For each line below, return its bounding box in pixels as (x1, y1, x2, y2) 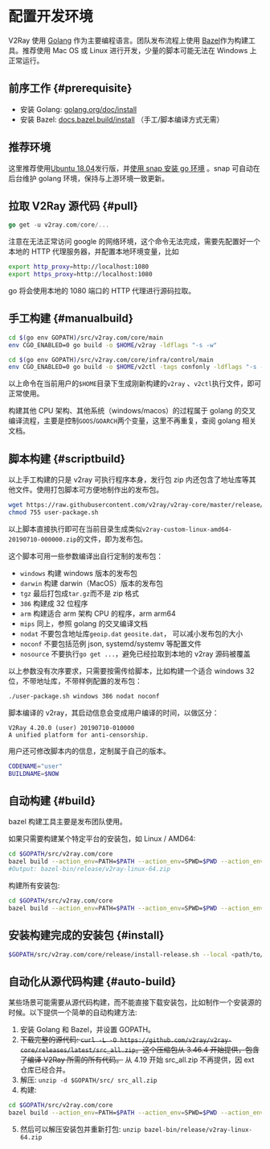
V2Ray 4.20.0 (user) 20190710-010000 (8, 724, 135, 732)
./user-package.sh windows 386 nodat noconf (8, 692, 160, 700)
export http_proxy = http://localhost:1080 (8, 263, 149, 271)
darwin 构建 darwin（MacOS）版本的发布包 (19, 578, 163, 588)
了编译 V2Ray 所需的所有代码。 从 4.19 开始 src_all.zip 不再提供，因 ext (19, 1055, 255, 1064)
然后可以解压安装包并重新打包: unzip (19, 1124, 141, 1134)
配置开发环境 (8, 7, 94, 26)
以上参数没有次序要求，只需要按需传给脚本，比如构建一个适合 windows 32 (8, 666, 255, 675)
